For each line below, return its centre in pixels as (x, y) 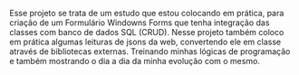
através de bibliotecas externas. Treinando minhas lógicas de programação (150, 52)
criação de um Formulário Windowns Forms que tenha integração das (140, 23)
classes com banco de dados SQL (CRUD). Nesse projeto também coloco (147, 32)
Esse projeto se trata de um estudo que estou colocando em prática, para (147, 13)
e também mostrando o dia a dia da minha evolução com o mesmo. (135, 61)
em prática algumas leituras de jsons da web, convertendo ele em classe (145, 42)
